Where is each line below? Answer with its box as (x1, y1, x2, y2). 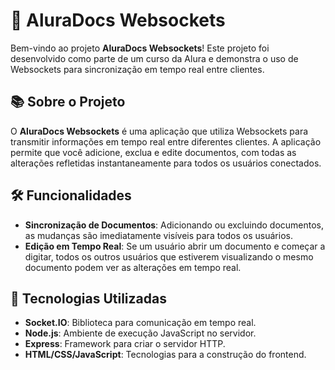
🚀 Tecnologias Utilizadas (10, 290, 167, 307)
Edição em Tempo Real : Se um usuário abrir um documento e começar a (24, 240, 326, 252)
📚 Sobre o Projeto (10, 94, 126, 111)
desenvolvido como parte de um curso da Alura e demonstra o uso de (10, 52, 299, 64)
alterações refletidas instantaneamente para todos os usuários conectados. (10, 157, 322, 169)
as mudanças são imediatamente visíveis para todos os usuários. (24, 229, 293, 241)
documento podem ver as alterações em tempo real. (24, 261, 242, 273)
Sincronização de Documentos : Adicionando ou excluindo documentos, (24, 219, 325, 231)
